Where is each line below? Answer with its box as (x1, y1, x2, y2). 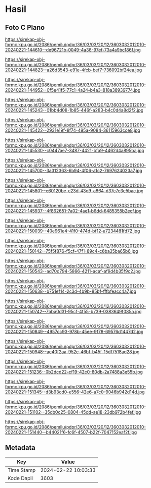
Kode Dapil (7, 475, 33, 482)
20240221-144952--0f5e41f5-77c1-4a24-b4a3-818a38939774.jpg (5, 87, 141, 93)
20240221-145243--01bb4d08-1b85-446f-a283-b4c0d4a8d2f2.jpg (5, 108, 144, 113)
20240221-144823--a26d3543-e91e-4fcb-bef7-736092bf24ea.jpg (5, 67, 142, 73)
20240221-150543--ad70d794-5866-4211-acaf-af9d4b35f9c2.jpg (5, 269, 141, 274)
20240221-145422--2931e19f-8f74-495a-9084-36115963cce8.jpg (5, 127, 141, 133)
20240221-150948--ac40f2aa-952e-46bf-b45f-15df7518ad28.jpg (5, 349, 140, 355)
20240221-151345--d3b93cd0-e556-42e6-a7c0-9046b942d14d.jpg (5, 389, 145, 395)
